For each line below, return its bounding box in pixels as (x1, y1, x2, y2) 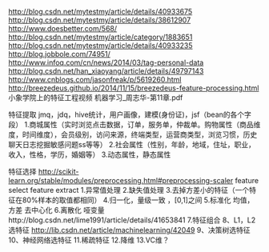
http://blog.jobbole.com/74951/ (8, 50, 110, 58)
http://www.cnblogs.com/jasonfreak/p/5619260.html (8, 75, 182, 84)
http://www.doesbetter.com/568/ (8, 24, 118, 33)
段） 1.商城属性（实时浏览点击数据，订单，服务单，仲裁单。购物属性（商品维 (8, 120, 261, 129)
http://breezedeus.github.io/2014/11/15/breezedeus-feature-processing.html (8, 83, 259, 93)
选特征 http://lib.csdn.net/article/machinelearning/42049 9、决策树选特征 (8, 226, 251, 234)
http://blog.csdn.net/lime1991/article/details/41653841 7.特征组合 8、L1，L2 (8, 215, 256, 225)
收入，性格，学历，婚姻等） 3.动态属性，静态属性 (8, 150, 171, 159)
